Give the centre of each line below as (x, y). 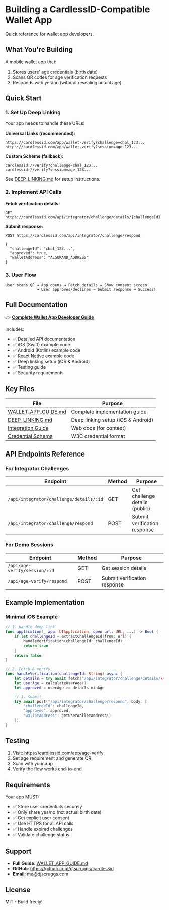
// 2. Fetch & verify (28, 669)
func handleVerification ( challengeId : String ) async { (64, 674)
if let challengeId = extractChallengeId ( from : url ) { (73, 637)
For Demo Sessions (29, 545)
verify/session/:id (31, 571)
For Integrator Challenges (37, 468)
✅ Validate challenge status (41, 835)
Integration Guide (28, 428)
